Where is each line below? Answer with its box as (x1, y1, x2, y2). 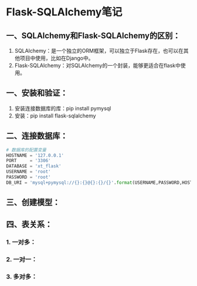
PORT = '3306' (6, 158, 51, 164)
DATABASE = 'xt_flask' (6, 163, 62, 169)
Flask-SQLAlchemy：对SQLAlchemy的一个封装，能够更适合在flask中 (14, 62, 181, 69)
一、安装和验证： (6, 88, 68, 98)
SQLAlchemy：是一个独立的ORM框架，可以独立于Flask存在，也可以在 (14, 48, 184, 54)
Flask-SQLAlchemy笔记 (6, 5, 123, 19)
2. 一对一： (6, 255, 38, 264)
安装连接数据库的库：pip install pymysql (14, 105, 111, 112)
